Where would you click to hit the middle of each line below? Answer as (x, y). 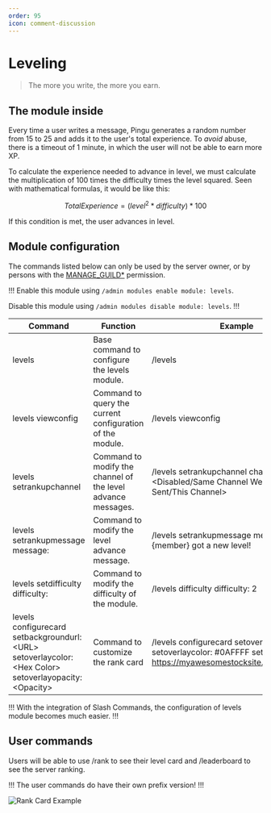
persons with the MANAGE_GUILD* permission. (87, 274)
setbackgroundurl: (47, 636)
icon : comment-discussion (52, 23)
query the (111, 402)
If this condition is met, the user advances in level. (92, 221)
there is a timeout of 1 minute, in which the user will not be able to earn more (135, 148)
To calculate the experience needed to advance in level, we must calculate (132, 172)
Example (237, 326)
